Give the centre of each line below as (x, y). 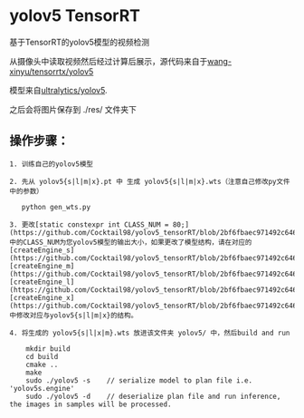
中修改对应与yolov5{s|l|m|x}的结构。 (74, 315)
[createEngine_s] (42, 250)
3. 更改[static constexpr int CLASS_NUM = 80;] (100, 224)
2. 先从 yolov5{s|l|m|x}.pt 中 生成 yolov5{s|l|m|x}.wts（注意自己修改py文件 (150, 181)
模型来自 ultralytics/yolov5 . (58, 90)
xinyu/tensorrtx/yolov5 (52, 71)
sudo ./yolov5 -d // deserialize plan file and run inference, (153, 396)
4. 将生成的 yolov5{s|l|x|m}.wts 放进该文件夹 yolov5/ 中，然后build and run (150, 333)
